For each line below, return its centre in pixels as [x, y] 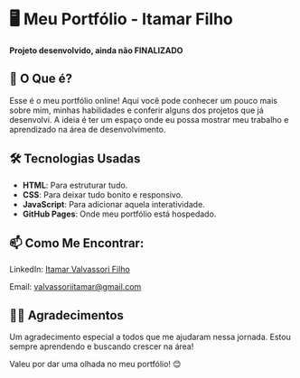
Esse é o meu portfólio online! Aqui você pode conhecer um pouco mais [144, 100]
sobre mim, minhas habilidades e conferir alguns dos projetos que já [136, 110]
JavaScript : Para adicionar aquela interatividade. [113, 204]
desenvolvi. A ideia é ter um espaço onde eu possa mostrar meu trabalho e [149, 119]
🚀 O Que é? [41, 79]
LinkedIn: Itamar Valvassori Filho [70, 270]
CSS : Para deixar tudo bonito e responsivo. [103, 194]
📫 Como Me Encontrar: [77, 243]
